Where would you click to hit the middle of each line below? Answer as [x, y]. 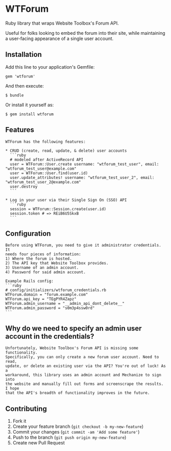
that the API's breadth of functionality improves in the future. [78, 393]
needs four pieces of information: [43, 254]
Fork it [19, 421]
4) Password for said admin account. [46, 272]
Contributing [26, 409]
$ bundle [15, 95]
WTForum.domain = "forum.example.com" [47, 295]
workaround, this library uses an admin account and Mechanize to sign [83, 375]
